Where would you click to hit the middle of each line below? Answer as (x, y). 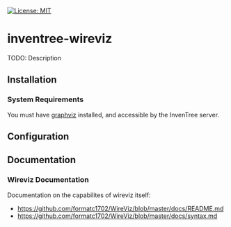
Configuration (38, 136)
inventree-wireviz (60, 39)
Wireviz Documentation (48, 180)
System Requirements (46, 99)
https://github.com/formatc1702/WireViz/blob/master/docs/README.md (120, 208)
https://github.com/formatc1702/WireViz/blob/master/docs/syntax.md (117, 216)
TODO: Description (34, 58)
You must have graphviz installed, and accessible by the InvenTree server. (113, 115)
